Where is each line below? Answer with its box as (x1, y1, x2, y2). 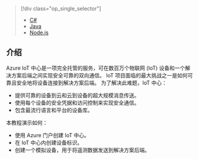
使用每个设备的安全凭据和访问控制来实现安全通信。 (14, 99, 140, 106)
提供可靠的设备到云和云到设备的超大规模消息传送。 (14, 92, 140, 99)
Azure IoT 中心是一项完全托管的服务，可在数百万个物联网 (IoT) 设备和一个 (6, 64, 185, 72)
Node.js (29, 29, 49, 36)
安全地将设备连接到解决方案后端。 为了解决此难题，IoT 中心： (16, 79, 167, 86)
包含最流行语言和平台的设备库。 (14, 106, 93, 113)
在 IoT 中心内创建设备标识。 (14, 139, 83, 146)
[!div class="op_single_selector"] (20, 5, 102, 12)
